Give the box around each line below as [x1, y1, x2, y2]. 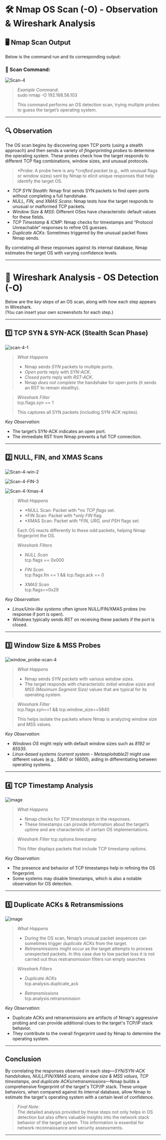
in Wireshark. [5, 304, 32, 310]
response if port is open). [12, 611, 64, 617]
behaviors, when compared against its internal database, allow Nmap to [5, 1089, 151, 1094]
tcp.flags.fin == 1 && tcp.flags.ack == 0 [24, 572, 105, 578]
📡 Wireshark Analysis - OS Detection [5, 272, 159, 283]
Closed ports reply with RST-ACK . [24, 374, 94, 380]
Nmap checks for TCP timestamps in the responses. [24, 816, 131, 822]
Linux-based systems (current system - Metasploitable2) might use [12, 751, 150, 757]
